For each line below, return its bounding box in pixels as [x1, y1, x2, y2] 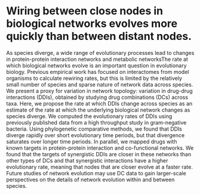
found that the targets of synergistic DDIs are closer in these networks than [6, 150, 192, 157]
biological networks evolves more [6, 17, 178, 30]
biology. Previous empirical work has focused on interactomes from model [6, 68, 189, 75]
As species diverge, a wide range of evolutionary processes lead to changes [6, 49, 195, 56]
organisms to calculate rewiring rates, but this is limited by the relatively [6, 75, 183, 82]
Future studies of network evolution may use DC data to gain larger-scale [6, 169, 186, 177]
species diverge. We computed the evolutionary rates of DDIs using [6, 112, 173, 120]
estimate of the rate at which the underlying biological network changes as [6, 106, 190, 113]
